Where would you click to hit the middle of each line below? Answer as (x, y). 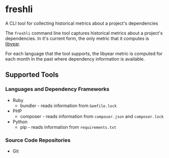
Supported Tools (32, 75)
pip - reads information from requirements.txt (68, 127)
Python (20, 122)
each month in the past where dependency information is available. (75, 59)
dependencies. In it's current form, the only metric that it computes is (77, 38)
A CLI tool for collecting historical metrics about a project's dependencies (82, 23)
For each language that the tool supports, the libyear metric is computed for (84, 54)
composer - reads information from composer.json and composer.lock (92, 116)
